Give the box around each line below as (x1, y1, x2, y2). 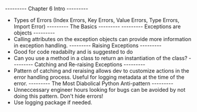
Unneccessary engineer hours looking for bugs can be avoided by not (13, 86, 186, 93)
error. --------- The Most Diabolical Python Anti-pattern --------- (13, 80, 174, 87)
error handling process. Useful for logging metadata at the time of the (13, 74, 185, 80)
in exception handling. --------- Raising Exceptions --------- (13, 42, 162, 49)
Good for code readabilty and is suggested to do (13, 48, 133, 55)
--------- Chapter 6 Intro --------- (5, 5, 89, 12)
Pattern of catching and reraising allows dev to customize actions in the (13, 67, 189, 74)
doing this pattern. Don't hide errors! (13, 92, 104, 99)
